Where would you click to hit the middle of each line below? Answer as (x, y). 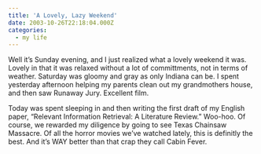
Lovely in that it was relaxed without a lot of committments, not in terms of (128, 68)
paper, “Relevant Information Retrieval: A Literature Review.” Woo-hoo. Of (127, 117)
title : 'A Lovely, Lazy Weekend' (63, 15)
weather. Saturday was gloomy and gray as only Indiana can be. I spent (124, 76)
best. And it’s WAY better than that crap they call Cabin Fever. (108, 141)
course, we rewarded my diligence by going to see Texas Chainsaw (118, 125)
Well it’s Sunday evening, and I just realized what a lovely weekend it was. (127, 60)
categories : (28, 30)
